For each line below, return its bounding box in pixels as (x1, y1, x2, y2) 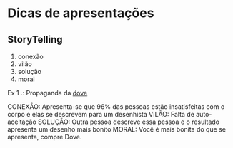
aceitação (7, 117, 37, 126)
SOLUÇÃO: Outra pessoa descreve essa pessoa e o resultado (38, 117, 220, 126)
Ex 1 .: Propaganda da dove (7, 89, 88, 97)
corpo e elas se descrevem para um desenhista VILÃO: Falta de (7, 110, 195, 118)
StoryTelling (7, 33, 63, 46)
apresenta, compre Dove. (7, 133, 82, 141)
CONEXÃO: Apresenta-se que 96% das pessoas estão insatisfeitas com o (7, 102, 225, 111)
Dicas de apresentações (7, 5, 154, 21)
